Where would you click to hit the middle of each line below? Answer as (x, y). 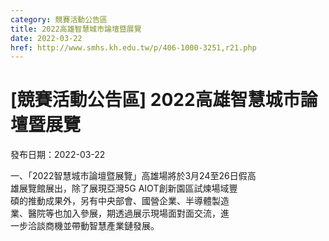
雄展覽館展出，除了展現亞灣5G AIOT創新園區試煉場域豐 (124, 188)
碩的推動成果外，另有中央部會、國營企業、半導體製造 (120, 201)
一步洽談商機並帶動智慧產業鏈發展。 (85, 226)
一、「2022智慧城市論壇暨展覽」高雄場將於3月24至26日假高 (133, 176)
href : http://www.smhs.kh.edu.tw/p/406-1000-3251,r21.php (133, 47)
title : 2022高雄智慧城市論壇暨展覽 (76, 29)
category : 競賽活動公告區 (59, 19)
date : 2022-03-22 (46, 38)
